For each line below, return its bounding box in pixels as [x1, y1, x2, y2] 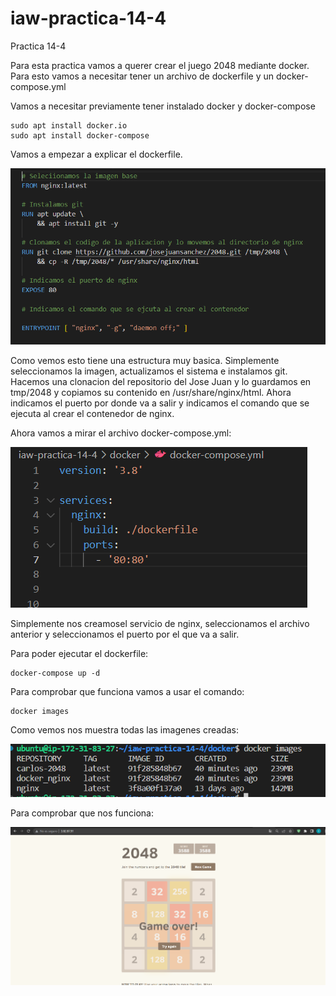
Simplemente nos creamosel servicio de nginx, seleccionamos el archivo [10, 618, 310, 630]
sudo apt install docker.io [10, 120, 128, 131]
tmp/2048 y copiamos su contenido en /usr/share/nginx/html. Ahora [10, 387, 292, 399]
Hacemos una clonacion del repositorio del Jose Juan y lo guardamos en [10, 376, 312, 388]
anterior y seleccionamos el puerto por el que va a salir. [10, 628, 240, 641]
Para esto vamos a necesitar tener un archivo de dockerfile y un [10, 70, 275, 82]
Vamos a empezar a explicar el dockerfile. [10, 148, 183, 160]
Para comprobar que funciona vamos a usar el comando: [10, 686, 245, 698]
